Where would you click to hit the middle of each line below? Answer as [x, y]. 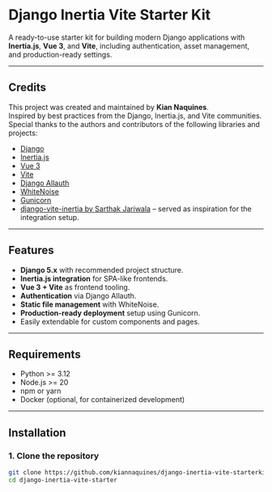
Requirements [45, 354]
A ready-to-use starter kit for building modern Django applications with [127, 37]
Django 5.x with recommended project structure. [102, 269]
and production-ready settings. [60, 54]
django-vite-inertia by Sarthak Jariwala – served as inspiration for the [136, 209]
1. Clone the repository [54, 456]
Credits [28, 88]
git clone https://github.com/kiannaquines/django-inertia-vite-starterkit [139, 473]
